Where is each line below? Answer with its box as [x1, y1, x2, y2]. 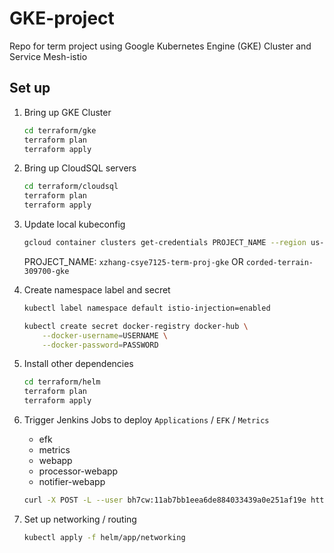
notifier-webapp [38, 476, 106, 487]
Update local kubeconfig [23, 218, 126, 230]
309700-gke [23, 266, 70, 276]
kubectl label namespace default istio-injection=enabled [23, 303, 271, 313]
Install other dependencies [23, 358, 134, 370]
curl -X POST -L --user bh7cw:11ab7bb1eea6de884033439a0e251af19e [23, 495, 307, 505]
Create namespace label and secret [23, 283, 171, 296]
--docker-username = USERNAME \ [42, 330, 168, 341]
